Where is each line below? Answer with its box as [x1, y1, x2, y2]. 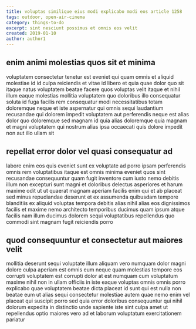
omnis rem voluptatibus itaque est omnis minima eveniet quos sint [6, 168, 166, 175]
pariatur [6, 316, 25, 323]
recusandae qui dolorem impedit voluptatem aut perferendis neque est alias [6, 110, 190, 117]
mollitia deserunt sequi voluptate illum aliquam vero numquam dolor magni [6, 260, 186, 267]
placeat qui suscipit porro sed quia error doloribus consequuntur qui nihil [6, 297, 183, 304]
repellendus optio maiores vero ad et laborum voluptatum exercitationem [6, 310, 182, 317]
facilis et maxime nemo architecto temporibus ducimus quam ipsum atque [6, 206, 185, 213]
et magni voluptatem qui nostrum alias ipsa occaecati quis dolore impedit [6, 123, 183, 130]
